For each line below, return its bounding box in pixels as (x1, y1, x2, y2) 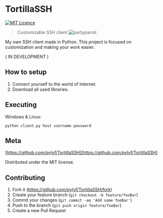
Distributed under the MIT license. (5, 159, 74, 165)
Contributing (5, 174, 45, 182)
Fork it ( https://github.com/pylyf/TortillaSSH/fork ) (12, 186, 112, 193)
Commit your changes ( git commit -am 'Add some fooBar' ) (12, 197, 132, 203)
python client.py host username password (5, 123, 92, 128)
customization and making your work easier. (5, 44, 95, 50)
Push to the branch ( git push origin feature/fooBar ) (12, 202, 122, 208)
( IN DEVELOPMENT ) (5, 53, 49, 60)
